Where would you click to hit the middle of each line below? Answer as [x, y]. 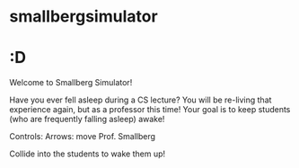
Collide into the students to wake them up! [88, 154]
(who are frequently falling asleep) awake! [87, 119]
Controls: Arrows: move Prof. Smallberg [82, 137]
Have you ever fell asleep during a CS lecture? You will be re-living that [141, 100]
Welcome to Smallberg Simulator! [71, 83]
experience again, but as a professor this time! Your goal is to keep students [150, 110]
